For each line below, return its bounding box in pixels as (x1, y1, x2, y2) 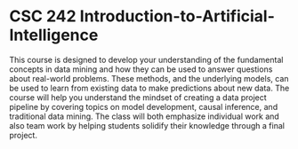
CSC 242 (9, 6, 77, 27)
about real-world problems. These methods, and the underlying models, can (9, 73, 289, 83)
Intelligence (9, 25, 99, 45)
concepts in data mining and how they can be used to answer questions (9, 64, 273, 74)
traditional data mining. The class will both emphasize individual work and (9, 111, 280, 122)
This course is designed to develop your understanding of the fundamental (9, 54, 284, 65)
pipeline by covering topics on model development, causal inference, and (9, 101, 278, 112)
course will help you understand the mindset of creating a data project (9, 91, 267, 103)
